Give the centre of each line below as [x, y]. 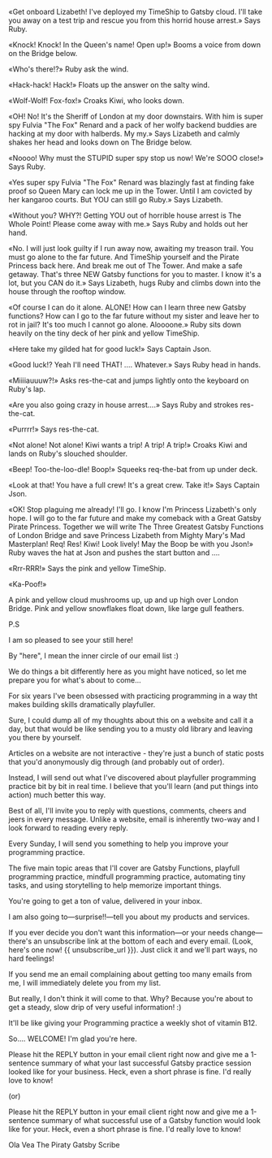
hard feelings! [31, 958]
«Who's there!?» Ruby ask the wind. [69, 69]
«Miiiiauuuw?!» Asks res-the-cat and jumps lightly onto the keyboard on [129, 380]
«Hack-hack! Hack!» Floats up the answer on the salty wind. [109, 85]
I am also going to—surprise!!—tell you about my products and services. [129, 917]
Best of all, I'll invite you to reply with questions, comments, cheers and [127, 811]
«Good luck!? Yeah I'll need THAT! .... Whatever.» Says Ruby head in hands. [135, 364]
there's [20, 941]
